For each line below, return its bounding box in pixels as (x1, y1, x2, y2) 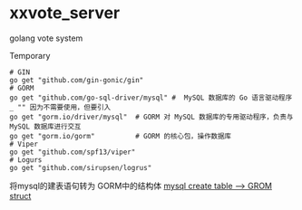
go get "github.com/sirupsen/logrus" (9, 163, 152, 172)
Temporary (9, 50, 51, 61)
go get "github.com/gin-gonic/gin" (9, 75, 144, 84)
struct (9, 190, 32, 201)
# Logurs (9, 155, 43, 165)
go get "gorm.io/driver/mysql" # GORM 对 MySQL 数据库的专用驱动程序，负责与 (9, 112, 294, 121)
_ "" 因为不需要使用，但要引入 (9, 102, 112, 111)
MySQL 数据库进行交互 (9, 121, 82, 131)
